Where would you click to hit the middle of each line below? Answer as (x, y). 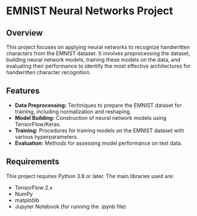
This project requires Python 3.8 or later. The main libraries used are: (90, 176)
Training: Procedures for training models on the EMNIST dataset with (99, 130)
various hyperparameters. (46, 136)
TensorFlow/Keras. (38, 124)
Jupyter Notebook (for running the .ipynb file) (70, 207)
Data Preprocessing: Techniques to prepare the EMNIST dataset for (98, 105)
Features (23, 91)
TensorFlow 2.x (34, 188)
